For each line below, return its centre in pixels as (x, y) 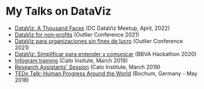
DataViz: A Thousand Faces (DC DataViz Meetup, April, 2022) (92, 28)
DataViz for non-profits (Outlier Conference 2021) (77, 34)
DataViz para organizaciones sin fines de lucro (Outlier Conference (99, 41)
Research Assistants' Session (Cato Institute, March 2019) (87, 67)
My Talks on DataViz (59, 11)
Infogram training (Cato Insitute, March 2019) (71, 60)
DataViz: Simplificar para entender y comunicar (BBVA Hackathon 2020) (105, 54)
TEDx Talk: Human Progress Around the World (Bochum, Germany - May (106, 73)
